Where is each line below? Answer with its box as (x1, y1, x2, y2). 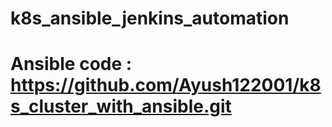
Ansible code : (10, 53, 133, 76)
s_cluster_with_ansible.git (10, 95, 232, 118)
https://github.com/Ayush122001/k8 (10, 74, 322, 97)
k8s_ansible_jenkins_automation (10, 7, 290, 30)
